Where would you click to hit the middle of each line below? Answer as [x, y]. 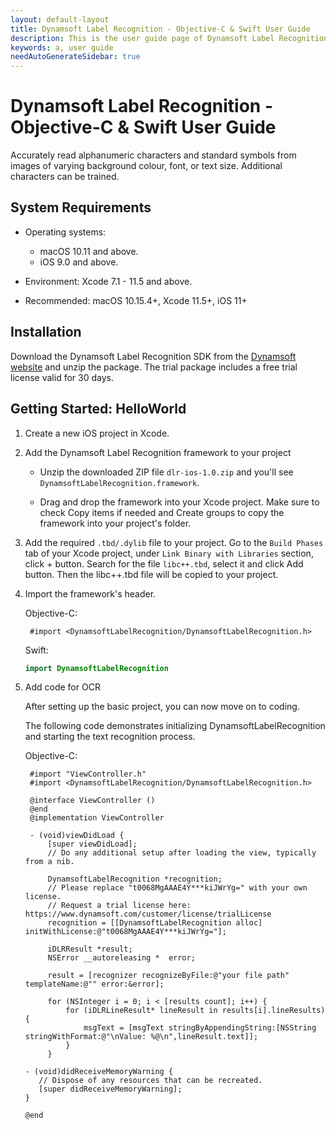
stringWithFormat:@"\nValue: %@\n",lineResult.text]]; [141, 1037]
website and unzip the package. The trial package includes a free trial [154, 367]
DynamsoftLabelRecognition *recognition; [135, 879]
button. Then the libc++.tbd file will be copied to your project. [151, 574]
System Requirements [81, 207]
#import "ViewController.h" [88, 774]
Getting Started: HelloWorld [98, 409]
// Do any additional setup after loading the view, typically [182, 853]
